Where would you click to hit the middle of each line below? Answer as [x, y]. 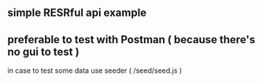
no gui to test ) [43, 51]
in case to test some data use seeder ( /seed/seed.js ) [95, 70]
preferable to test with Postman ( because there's [131, 40]
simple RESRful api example [77, 13]
